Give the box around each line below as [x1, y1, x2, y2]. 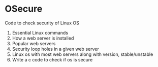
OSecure [5, 3, 43, 15]
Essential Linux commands [12, 29, 69, 36]
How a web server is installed [12, 35, 74, 41]
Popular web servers [12, 40, 56, 46]
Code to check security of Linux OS [5, 20, 80, 26]
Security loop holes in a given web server [12, 46, 100, 52]
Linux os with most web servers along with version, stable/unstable [12, 51, 153, 57]
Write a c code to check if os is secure [12, 56, 93, 62]
